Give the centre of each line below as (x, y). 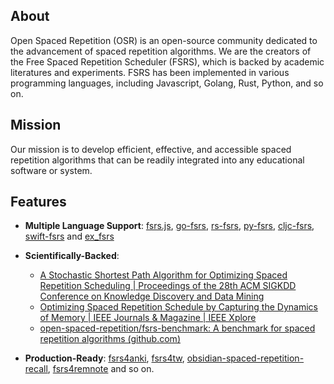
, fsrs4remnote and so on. (101, 369)
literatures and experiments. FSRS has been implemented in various (150, 72)
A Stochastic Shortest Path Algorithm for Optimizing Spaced (163, 275)
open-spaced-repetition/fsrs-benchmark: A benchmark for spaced (177, 328)
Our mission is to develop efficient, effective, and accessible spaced (151, 149)
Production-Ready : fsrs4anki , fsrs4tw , (104, 358)
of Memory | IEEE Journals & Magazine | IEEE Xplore (148, 318)
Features (38, 202)
